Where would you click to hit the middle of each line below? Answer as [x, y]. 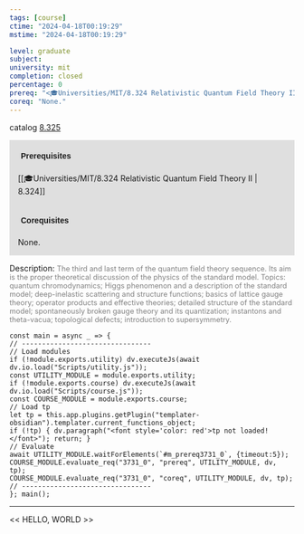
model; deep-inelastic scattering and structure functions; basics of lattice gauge [146, 294]
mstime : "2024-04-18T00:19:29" [68, 34]
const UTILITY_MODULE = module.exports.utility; [103, 375]
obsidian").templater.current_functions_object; [103, 423]
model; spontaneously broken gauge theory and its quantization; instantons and [146, 311]
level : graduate [40, 51]
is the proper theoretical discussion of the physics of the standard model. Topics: [148, 277]
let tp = [26, 415]
